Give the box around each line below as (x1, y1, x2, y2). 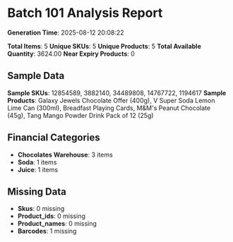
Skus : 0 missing (17, 205, 65, 213)
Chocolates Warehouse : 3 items (17, 150, 113, 159)
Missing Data (7, 186, 67, 198)
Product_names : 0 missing (17, 219, 97, 228)
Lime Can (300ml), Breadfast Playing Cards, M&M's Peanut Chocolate (7, 104, 210, 112)
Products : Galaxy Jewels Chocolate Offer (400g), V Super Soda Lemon (7, 96, 215, 104)
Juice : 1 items (17, 165, 59, 174)
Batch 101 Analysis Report (7, 5, 163, 21)
